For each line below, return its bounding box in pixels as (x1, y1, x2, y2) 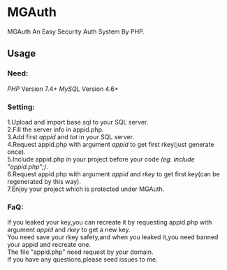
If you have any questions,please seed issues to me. (7, 255, 158, 264)
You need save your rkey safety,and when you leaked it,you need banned (7, 233, 219, 241)
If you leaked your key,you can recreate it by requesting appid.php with (7, 218, 212, 227)
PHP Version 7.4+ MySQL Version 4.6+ (7, 85, 119, 93)
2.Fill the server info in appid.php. (7, 125, 104, 134)
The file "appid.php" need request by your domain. (7, 248, 154, 256)
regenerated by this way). (7, 177, 82, 185)
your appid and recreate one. (7, 241, 91, 249)
